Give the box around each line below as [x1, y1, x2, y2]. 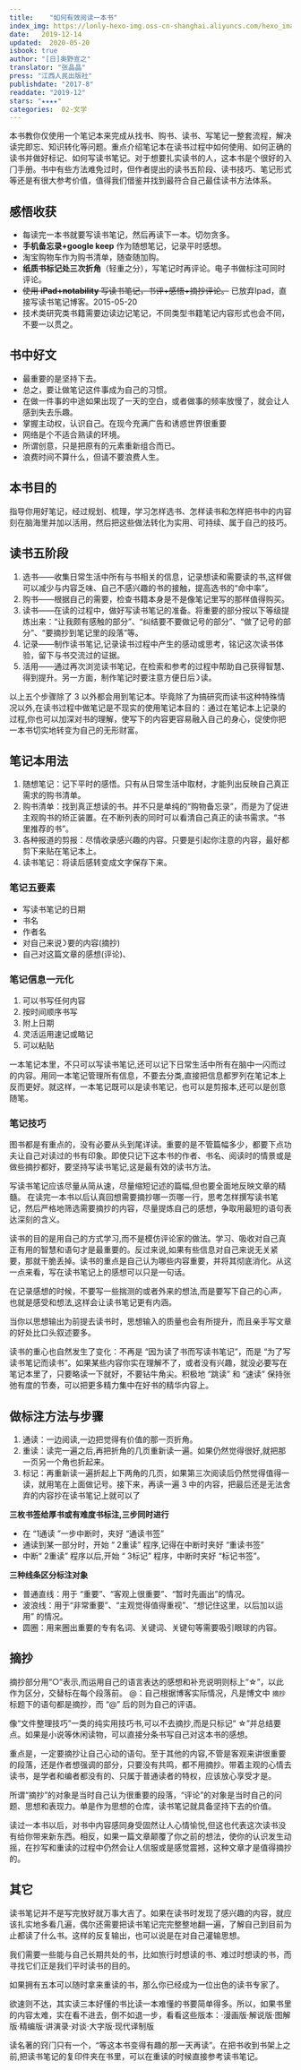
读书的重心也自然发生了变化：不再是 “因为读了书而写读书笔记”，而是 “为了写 [9, 1346, 291, 1357]
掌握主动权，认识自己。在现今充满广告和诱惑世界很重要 [21, 417, 227, 428]
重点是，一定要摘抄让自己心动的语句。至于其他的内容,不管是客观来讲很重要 [9, 1748, 287, 1758]
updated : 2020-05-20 [9, 38, 90, 47]
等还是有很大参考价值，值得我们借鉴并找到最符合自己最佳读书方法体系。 [9, 176, 276, 186]
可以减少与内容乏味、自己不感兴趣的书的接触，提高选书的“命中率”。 [21, 582, 273, 593]
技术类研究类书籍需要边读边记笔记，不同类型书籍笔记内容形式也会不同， [21, 308, 289, 319]
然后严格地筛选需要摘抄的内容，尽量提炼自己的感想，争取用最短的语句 [24, 1203, 284, 1214]
